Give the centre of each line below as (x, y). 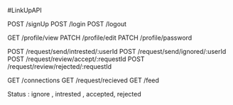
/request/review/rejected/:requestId (60, 66)
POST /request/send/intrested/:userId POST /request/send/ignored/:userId (117, 51)
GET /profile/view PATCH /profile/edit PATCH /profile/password (100, 38)
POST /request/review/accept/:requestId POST (76, 59)
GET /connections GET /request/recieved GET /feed (83, 80)
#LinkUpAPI (25, 10)
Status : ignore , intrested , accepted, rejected (74, 94)
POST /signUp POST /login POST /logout (67, 24)
